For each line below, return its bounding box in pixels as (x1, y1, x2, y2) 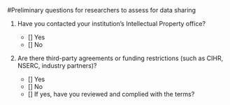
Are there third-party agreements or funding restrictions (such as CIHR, (17, 54, 224, 62)
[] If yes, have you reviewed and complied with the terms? (27, 90, 195, 98)
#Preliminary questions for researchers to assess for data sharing (7, 6, 196, 14)
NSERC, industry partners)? (17, 62, 97, 69)
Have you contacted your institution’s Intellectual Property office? (17, 20, 206, 27)
